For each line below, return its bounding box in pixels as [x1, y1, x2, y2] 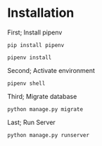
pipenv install [7, 54, 52, 61]
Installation [7, 5, 75, 21]
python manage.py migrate [7, 105, 83, 113]
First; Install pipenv [7, 28, 63, 36]
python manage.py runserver [7, 131, 90, 138]
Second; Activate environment [7, 66, 95, 74]
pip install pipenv [7, 41, 65, 48]
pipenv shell [7, 79, 46, 87]
